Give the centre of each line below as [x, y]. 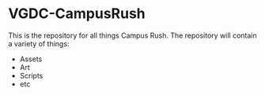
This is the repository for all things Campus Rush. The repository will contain [132, 35]
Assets [31, 59]
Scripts [31, 75]
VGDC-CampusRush [77, 14]
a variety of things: [39, 43]
